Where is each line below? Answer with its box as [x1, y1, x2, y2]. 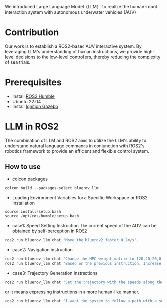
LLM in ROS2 [5, 121, 59, 132]
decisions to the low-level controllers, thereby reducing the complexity [15, 54, 161, 60]
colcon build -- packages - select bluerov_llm [5, 185, 99, 190]
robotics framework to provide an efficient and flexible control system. [5, 148, 149, 154]
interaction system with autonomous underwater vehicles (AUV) [5, 9, 136, 15]
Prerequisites [5, 77, 62, 88]
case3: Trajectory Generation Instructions [12, 270, 98, 276]
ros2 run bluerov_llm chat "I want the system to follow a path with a [5, 298, 157, 303]
